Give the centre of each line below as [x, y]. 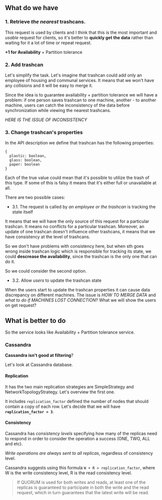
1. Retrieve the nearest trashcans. [45, 22]
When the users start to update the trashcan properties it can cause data [78, 290]
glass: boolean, [26, 160]
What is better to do [36, 320]
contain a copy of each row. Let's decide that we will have [63, 406]
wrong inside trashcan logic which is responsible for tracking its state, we [78, 251]
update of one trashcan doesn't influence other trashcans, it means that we [80, 232]
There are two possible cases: [35, 197]
